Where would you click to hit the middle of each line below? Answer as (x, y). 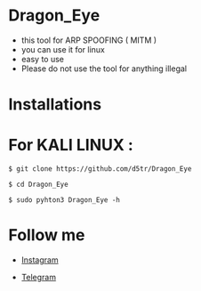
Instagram (40, 260)
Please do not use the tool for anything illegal (104, 69)
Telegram (39, 277)
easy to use (42, 59)
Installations (55, 105)
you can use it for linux (63, 49)
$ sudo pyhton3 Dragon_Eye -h (64, 200)
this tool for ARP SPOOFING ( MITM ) (89, 40)
